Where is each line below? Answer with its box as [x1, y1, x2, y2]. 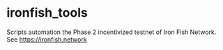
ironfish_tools [6, 5, 88, 21]
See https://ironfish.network [6, 35, 88, 43]
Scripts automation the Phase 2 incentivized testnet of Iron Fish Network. [6, 28, 217, 36]
